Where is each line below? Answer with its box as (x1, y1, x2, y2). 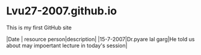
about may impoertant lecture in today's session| (6, 42, 128, 49)
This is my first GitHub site (6, 24, 72, 31)
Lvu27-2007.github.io (6, 4, 117, 18)
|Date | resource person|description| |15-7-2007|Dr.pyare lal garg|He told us (6, 35, 195, 42)
